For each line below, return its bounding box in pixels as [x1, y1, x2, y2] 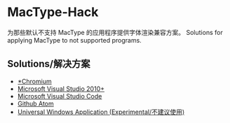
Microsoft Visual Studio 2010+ [17, 85, 105, 93]
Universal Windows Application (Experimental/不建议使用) [17, 108, 185, 116]
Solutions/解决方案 [7, 58, 90, 70]
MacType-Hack [7, 4, 99, 20]
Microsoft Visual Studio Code [17, 92, 102, 100]
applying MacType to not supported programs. [7, 36, 142, 44]
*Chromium [17, 77, 52, 85]
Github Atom [17, 99, 54, 108]
